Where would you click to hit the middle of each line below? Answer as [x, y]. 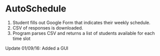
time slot [21, 38]
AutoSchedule [36, 9]
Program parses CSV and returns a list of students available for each [84, 33]
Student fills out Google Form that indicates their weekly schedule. [82, 22]
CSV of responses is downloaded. [48, 27]
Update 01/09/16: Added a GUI [37, 48]
